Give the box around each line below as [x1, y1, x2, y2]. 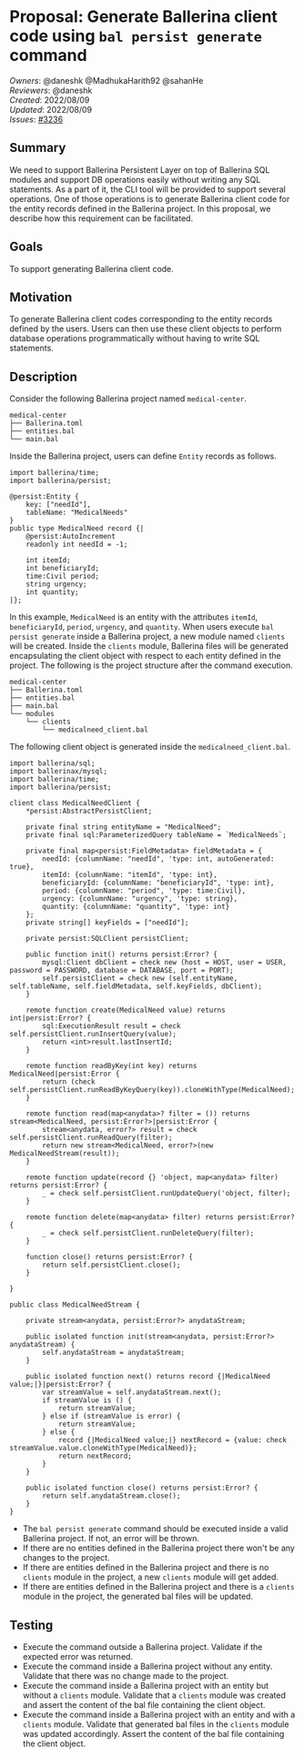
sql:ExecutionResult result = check [42, 1022, 181, 1031]
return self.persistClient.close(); [42, 1260, 181, 1270]
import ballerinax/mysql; [9, 767, 107, 776]
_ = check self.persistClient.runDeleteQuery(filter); [42, 1228, 255, 1238]
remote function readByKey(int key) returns [25, 1062, 198, 1071]
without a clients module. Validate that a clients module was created [22, 1690, 287, 1701]
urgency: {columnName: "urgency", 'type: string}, [42, 894, 238, 904]
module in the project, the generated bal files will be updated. [22, 1591, 253, 1602]
